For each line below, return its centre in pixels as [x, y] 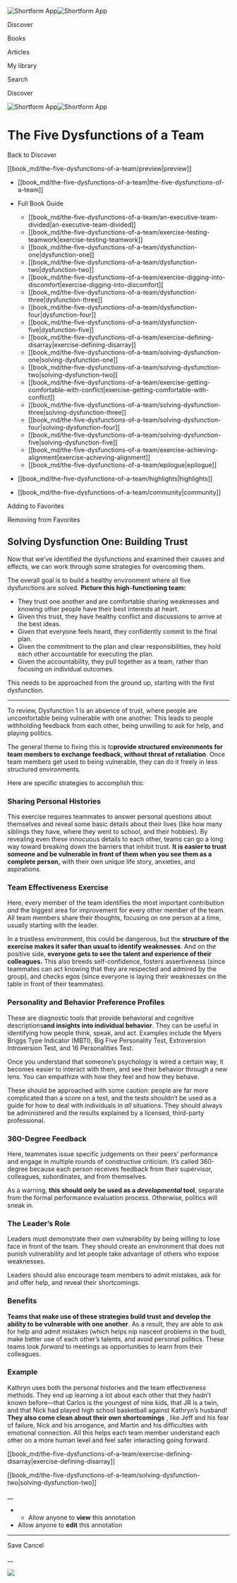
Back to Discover [32, 155]
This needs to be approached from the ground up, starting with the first [111, 683]
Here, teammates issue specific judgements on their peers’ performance [113, 1154]
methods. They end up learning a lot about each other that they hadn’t [109, 1395]
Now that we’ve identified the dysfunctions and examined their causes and [116, 559]
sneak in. [20, 1205]
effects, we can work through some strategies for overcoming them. [106, 566]
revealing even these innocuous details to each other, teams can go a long [115, 839]
